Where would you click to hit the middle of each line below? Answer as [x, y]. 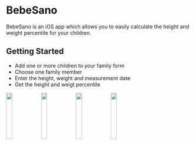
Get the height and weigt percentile [57, 84]
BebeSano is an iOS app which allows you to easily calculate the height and [98, 27]
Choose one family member [48, 72]
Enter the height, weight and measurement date [72, 78]
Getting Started [35, 52]
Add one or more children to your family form [70, 65]
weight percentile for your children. [49, 32]
